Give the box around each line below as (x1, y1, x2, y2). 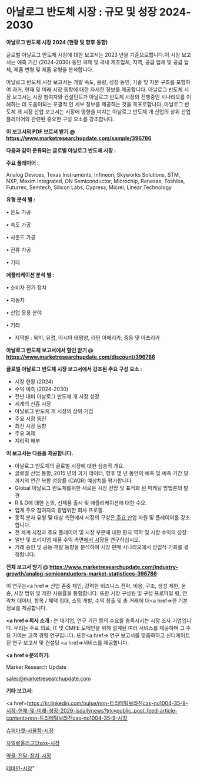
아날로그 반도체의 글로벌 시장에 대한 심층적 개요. (14, 462, 125, 469)
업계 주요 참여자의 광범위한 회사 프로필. (14, 506, 105, 513)
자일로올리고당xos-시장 (6, 739, 60, 746)
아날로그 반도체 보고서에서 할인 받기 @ (6, 346, 94, 353)
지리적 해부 (14, 437, 41, 444)
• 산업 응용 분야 (6, 308, 42, 316)
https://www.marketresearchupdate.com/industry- (49, 563, 178, 570)
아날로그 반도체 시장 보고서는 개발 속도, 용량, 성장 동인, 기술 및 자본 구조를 (6, 78, 175, 86)
